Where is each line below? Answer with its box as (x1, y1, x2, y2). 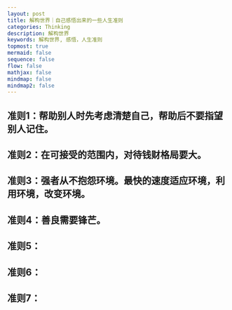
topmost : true (7, 43, 49, 50)
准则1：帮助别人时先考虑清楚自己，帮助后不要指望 (7, 109, 224, 121)
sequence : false (7, 56, 55, 63)
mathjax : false (7, 69, 52, 76)
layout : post (7, 10, 46, 18)
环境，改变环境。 (16, 188, 90, 200)
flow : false (7, 62, 42, 69)
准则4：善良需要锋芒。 (7, 214, 107, 226)
